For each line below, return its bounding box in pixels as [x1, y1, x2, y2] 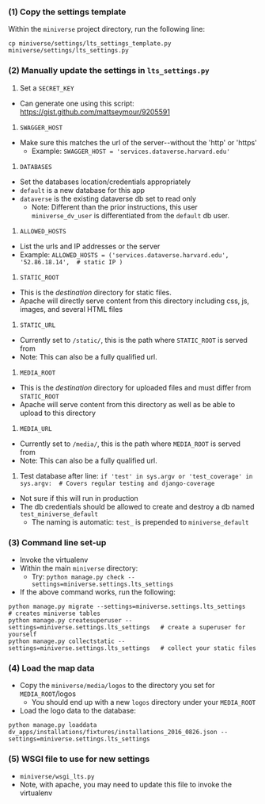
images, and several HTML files [19, 304, 123, 314]
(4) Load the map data [8, 662, 95, 673]
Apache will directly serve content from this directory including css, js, [19, 296, 250, 306]
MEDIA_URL [19, 425, 53, 433]
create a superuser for [167, 623, 246, 631]
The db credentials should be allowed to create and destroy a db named [19, 502, 255, 511]
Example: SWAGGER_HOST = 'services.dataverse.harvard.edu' [31, 146, 231, 156]
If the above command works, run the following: [19, 587, 176, 597]
